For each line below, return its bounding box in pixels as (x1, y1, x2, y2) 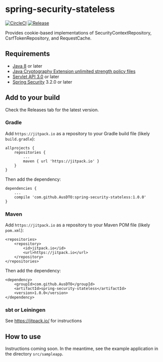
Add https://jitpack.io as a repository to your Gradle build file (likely (5, 130, 150, 136)
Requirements (5, 50, 50, 58)
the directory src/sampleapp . (5, 351, 63, 357)
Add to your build (5, 94, 60, 102)
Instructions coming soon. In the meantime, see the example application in (5, 345, 158, 351)
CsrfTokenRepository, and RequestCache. (5, 35, 91, 41)
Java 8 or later (12, 63, 42, 69)
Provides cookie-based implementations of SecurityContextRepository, (5, 30, 151, 36)
